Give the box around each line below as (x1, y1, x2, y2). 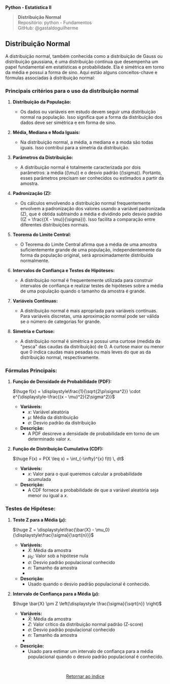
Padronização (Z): (12, 190, 52, 197)
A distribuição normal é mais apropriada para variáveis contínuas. (20, 308, 158, 314)
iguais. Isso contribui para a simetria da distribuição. (20, 145, 130, 151)
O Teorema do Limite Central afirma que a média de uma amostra (20, 241, 157, 248)
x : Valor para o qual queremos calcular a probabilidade (27, 471, 143, 477)
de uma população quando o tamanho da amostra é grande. (20, 288, 146, 294)
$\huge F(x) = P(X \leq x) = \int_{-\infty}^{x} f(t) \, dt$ (12, 455, 124, 462)
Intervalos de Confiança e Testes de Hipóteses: (12, 268, 115, 274)
